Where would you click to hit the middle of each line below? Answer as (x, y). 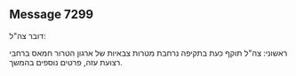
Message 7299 (52, 15)
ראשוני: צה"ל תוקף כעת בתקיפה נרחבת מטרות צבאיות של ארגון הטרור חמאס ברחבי (148, 53)
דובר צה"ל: (28, 35)
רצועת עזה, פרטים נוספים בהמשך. (66, 62)
